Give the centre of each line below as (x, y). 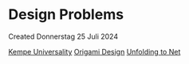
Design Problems (66, 15)
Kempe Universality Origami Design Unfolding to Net (94, 51)
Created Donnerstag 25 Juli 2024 (63, 36)
